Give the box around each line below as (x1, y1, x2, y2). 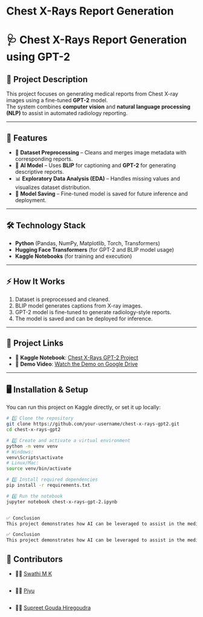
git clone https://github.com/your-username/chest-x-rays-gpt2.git (6, 421, 180, 427)
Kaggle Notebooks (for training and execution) (14, 252, 132, 260)
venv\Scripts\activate (6, 454, 63, 461)
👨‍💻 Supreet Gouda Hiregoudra (14, 604, 91, 611)
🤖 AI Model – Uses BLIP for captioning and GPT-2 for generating (14, 162, 176, 169)
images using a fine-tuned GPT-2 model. (6, 97, 108, 104)
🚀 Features (6, 133, 48, 143)
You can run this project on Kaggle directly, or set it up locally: (6, 404, 161, 411)
